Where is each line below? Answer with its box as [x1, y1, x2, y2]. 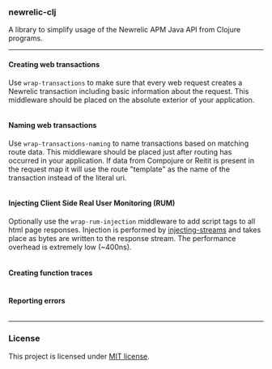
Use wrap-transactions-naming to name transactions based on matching [8, 138, 249, 148]
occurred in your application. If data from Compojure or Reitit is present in [8, 155, 255, 165]
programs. [8, 33, 43, 43]
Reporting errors [8, 295, 66, 305]
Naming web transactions [8, 121, 97, 130]
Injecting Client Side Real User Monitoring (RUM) [8, 198, 176, 208]
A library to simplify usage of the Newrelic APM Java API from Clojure [8, 25, 241, 35]
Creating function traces [8, 268, 93, 278]
